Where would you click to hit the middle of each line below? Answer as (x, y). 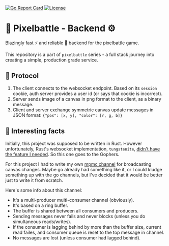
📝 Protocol (22, 76)
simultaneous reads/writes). (42, 222)
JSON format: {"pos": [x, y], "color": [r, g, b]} (67, 115)
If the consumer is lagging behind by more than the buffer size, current (87, 227)
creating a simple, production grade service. (52, 60)
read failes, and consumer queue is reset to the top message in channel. (88, 232)
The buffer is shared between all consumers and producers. (76, 210)
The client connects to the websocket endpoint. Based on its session (85, 88)
